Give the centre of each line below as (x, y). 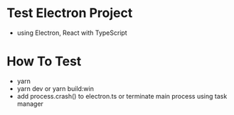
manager (30, 104)
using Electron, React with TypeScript (72, 33)
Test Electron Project (70, 13)
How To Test (44, 61)
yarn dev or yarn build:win (55, 88)
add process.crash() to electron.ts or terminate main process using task (122, 96)
